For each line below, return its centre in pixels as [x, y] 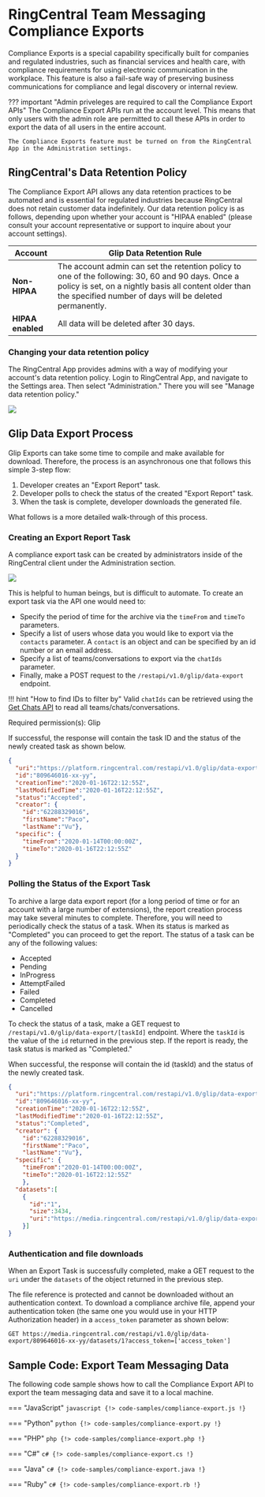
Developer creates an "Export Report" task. [90, 485]
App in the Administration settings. [70, 148]
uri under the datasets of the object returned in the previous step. [116, 1279]
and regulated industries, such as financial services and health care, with [127, 62]
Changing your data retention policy [79, 352]
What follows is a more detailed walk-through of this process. [108, 517]
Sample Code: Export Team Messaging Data [119, 1365]
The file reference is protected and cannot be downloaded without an [121, 1294]
